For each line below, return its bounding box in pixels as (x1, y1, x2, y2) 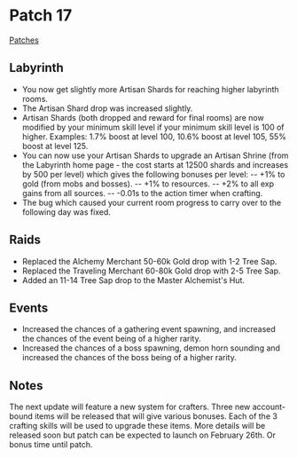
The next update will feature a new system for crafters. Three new (9, 401, 251, 413)
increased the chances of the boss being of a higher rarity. (21, 352, 237, 363)
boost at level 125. (21, 140, 89, 151)
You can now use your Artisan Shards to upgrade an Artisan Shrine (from (21, 150, 289, 161)
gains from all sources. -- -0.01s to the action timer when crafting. (21, 187, 263, 198)
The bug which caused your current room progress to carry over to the (21, 197, 282, 208)
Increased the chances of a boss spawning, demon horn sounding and (21, 343, 281, 353)
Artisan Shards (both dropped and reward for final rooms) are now (21, 112, 264, 122)
